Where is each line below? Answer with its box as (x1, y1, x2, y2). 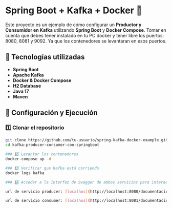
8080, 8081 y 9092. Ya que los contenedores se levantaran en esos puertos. (5, 38, 167, 44)
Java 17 (12, 88, 29, 94)
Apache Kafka (12, 72, 44, 78)
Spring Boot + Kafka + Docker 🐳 (5, 5, 142, 16)
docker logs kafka (5, 170, 45, 176)
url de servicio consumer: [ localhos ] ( (5, 198, 91, 203)
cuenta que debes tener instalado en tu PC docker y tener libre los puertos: (5, 32, 164, 38)
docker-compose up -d (5, 156, 52, 162)
